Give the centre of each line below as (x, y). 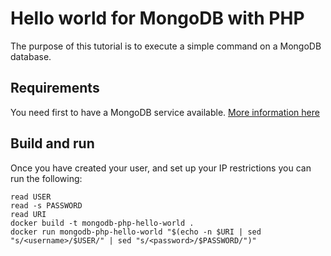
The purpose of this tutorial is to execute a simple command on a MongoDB (166, 46)
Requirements (55, 88)
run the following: (46, 178)
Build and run (52, 143)
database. (31, 56)
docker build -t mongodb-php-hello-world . (102, 223)
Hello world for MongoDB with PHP (157, 18)
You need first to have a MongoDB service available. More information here (165, 112)
